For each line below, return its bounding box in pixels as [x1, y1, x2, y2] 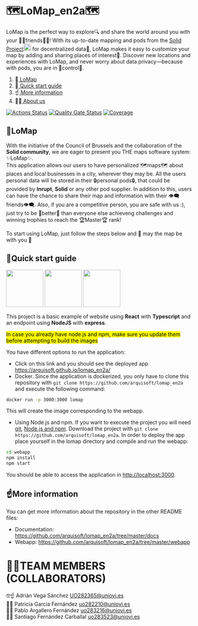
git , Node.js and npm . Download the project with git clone [14, 425, 158, 432]
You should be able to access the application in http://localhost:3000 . [6, 471, 176, 479]
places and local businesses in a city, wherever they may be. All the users [6, 170, 186, 177]
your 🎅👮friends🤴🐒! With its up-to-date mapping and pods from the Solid [6, 36, 182, 44]
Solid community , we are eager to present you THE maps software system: [6, 148, 191, 155]
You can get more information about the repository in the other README [6, 508, 183, 515]
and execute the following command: [14, 385, 106, 392]
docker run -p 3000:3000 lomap [6, 397, 84, 402]
